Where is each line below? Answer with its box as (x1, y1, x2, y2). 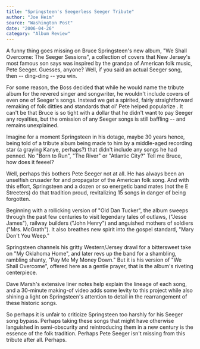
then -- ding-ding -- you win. (6, 73, 77, 80)
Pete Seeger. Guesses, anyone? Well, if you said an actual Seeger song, (6, 66, 183, 73)
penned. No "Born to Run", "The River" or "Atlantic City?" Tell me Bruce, (6, 152, 183, 159)
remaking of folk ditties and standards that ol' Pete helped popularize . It (6, 103, 183, 110)
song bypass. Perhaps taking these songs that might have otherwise (6, 317, 174, 325)
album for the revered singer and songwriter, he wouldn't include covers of (6, 90, 190, 98)
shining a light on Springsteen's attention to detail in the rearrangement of (6, 293, 187, 300)
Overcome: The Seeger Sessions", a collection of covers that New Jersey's (6, 54, 190, 61)
